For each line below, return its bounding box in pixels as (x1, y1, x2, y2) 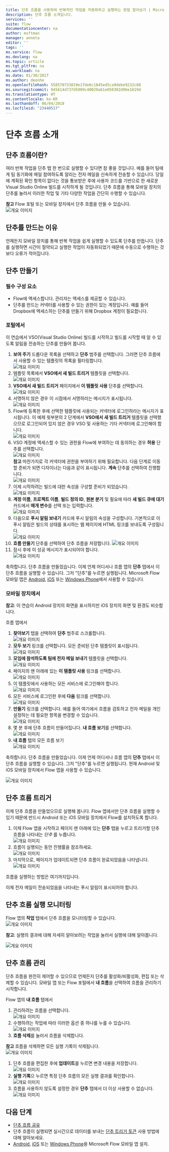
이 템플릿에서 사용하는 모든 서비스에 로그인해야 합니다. (13, 681, 120, 687)
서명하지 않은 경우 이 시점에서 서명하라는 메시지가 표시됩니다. (13, 395, 133, 401)
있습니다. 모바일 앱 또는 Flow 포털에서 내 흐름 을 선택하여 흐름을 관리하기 (20, 979, 161, 986)
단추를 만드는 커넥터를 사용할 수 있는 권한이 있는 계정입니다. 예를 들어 (13, 301, 149, 308)
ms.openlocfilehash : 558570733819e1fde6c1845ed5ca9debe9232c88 (6, 82, 141, 87)
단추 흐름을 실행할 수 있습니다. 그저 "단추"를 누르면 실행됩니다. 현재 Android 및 (6, 761, 160, 767)
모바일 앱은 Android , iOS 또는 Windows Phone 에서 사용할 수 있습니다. (6, 576, 145, 582)
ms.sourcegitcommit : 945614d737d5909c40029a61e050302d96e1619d (6, 87, 141, 92)
